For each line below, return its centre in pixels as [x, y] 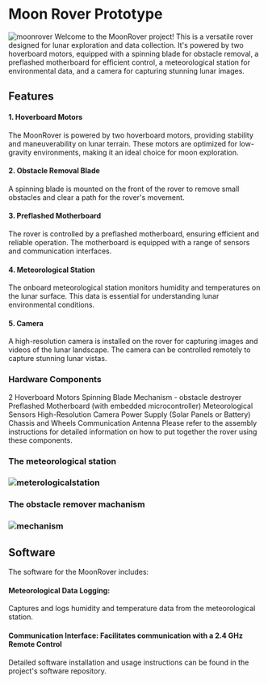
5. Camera [26, 323]
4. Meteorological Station [52, 270]
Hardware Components [55, 380]
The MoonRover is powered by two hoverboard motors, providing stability [131, 135]
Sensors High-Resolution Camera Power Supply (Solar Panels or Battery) [130, 414]
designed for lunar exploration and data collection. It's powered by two [126, 45]
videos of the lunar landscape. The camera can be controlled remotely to [130, 350]
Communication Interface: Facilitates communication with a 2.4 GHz [126, 635]
